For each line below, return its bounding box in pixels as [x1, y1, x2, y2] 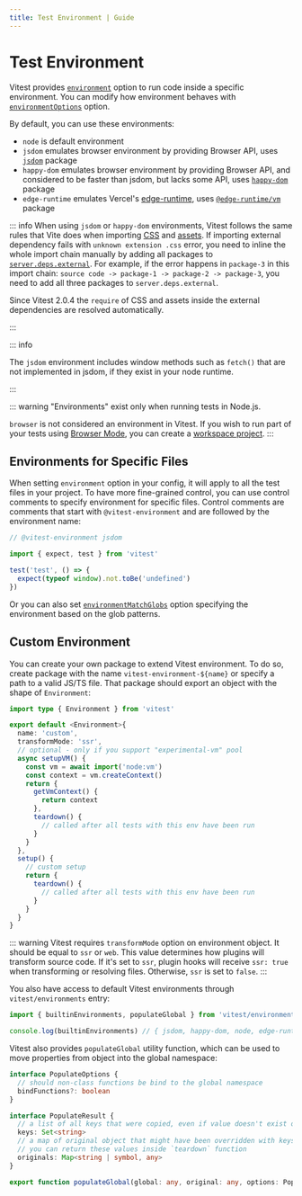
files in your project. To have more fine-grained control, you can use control [9, 487, 290, 498]
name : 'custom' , [17, 729, 78, 738]
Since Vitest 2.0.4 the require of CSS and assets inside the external [9, 294, 261, 306]
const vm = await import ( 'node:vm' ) [25, 762, 164, 772]
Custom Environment [9, 635, 131, 650]
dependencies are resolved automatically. [9, 304, 164, 315]
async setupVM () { [17, 754, 87, 763]
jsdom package [22, 155, 78, 165]
